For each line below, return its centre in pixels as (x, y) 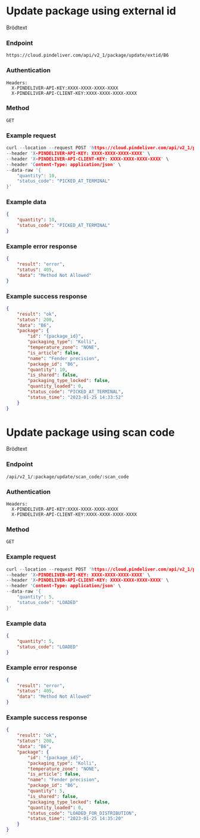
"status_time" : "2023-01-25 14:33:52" (76, 397)
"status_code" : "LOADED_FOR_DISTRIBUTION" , (82, 813)
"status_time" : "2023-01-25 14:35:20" (76, 819)
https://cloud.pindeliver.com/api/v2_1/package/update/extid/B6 (87, 56)
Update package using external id (91, 11)
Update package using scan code (90, 432)
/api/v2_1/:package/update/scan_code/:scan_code (68, 477)
